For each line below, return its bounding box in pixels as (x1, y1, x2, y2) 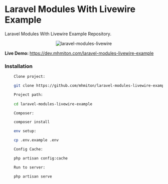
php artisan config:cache (14, 155, 68, 161)
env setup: (14, 129, 37, 134)
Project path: (14, 92, 43, 97)
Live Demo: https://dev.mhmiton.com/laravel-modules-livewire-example (5, 50, 154, 56)
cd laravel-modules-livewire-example (14, 101, 93, 106)
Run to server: (14, 164, 46, 170)
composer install (14, 119, 50, 125)
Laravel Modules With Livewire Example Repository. (5, 31, 111, 37)
